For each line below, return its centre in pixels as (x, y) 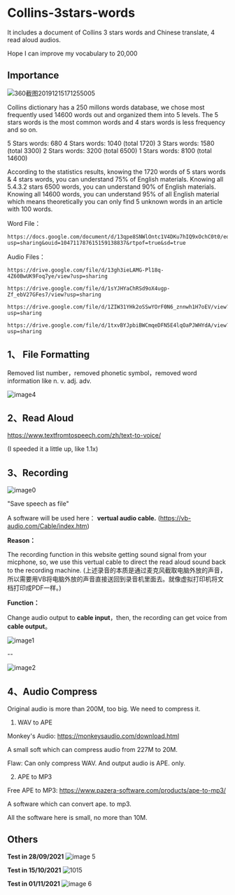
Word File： (24, 223)
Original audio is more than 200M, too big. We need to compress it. (104, 709)
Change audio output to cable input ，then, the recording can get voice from (117, 618)
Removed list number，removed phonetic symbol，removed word (102, 372)
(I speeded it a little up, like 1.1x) (53, 449)
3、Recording (38, 472)
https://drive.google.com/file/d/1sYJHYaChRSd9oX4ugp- (89, 288)
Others (23, 840)
